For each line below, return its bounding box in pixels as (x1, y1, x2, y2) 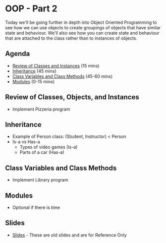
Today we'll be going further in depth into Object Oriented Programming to (5, 19, 157, 25)
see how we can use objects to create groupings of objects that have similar (5, 24, 161, 30)
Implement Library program (12, 177, 68, 183)
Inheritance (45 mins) (12, 68, 56, 74)
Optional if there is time (12, 204, 60, 210)
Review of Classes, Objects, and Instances (5, 93, 140, 102)
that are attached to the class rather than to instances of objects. (5, 35, 138, 41)
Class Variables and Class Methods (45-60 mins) (12, 73, 113, 79)
